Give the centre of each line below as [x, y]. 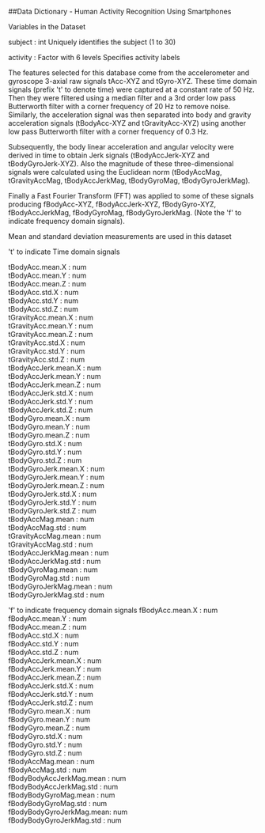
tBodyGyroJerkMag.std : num [56, 595]
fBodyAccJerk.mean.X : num [55, 661]
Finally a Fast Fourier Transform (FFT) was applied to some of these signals [131, 196]
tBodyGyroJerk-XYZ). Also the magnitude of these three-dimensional [121, 164]
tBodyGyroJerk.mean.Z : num [57, 485]
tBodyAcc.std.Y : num [44, 301]
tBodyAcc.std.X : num [44, 292]
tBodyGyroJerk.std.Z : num [52, 511]
